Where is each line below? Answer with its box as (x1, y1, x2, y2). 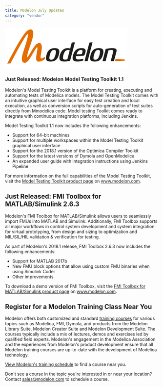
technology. (5, 352, 29, 358)
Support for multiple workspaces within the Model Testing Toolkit (12, 137, 143, 143)
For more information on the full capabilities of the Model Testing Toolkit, (5, 173, 151, 179)
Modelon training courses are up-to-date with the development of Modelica (5, 347, 157, 353)
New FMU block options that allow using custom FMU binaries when (12, 263, 150, 269)
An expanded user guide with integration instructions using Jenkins (12, 158, 148, 164)
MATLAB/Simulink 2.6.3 (5, 200, 80, 208)
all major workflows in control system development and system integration (5, 223, 155, 229)
